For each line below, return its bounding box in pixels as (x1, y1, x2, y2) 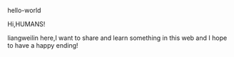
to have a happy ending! (7, 41, 78, 49)
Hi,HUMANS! (7, 20, 46, 28)
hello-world (7, 6, 41, 14)
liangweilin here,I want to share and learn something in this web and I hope (7, 33, 228, 42)
